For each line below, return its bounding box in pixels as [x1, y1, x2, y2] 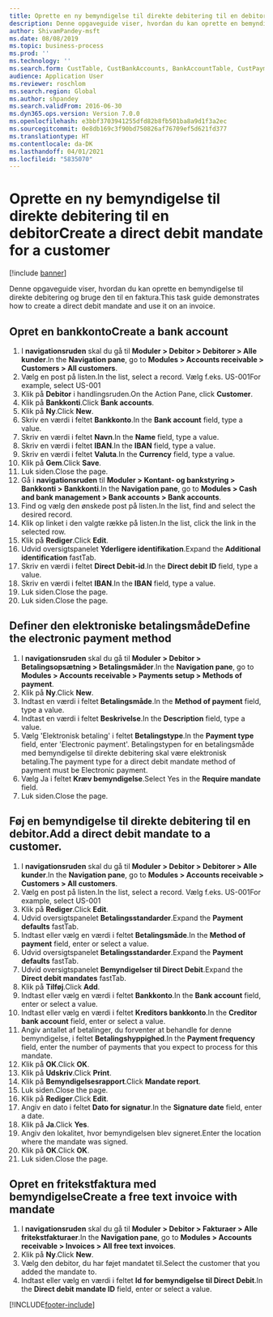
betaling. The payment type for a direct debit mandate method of [20, 757, 236, 766]
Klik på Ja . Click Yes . [20, 1119, 90, 1129]
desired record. [20, 509, 73, 519]
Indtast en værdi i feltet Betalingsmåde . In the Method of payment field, [20, 696, 262, 705]
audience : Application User [9, 72, 105, 80]
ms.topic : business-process [9, 42, 105, 50]
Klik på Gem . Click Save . [20, 458, 102, 467]
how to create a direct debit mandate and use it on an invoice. [9, 301, 215, 311]
